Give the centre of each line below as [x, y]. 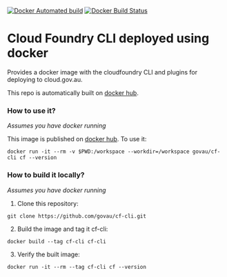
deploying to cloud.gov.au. [45, 79]
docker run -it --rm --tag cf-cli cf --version [77, 267]
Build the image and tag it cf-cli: [62, 229]
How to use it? [32, 110]
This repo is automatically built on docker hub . [73, 92]
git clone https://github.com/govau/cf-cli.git [77, 216]
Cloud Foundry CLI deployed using [108, 39]
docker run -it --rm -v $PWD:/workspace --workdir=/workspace [98, 152]
